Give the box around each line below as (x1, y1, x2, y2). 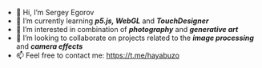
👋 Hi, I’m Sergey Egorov (15, 8, 95, 17)
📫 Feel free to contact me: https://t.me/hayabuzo (15, 50, 180, 60)
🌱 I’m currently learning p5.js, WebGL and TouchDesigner (15, 16, 209, 26)
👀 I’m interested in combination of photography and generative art (15, 25, 239, 34)
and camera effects (15, 42, 83, 51)
